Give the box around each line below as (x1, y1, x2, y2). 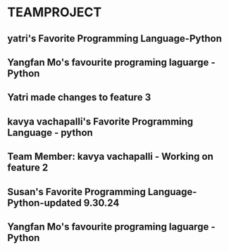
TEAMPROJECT (7, 4, 102, 21)
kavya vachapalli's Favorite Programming (7, 115, 194, 127)
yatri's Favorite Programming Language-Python (7, 33, 222, 45)
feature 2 (7, 162, 49, 174)
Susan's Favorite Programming (7, 185, 146, 198)
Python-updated (7, 197, 82, 209)
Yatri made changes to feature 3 (7, 91, 151, 103)
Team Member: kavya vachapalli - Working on (7, 151, 213, 163)
